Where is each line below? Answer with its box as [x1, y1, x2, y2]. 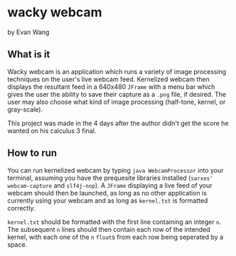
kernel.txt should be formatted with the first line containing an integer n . [7, 218, 222, 226]
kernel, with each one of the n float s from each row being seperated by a [7, 233, 224, 241]
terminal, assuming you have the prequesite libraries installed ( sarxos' [7, 174, 213, 182]
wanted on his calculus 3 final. [7, 126, 97, 135]
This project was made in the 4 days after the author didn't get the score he [7, 119, 229, 127]
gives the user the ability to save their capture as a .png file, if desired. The [7, 90, 226, 98]
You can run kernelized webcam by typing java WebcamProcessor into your [7, 166, 224, 174]
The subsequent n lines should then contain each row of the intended [7, 225, 211, 233]
